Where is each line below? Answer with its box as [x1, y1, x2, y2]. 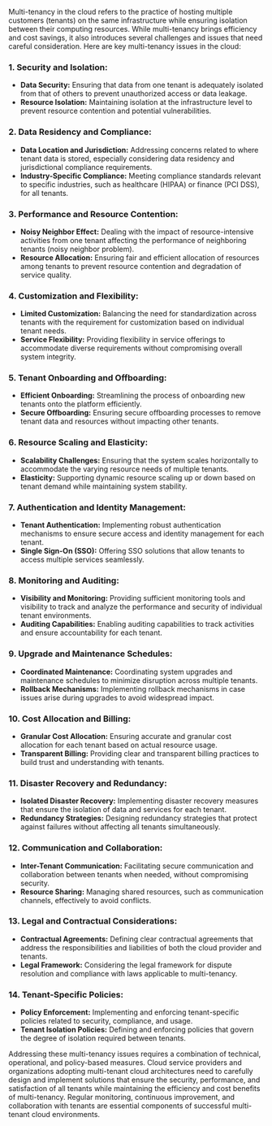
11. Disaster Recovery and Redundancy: [8, 777, 168, 789]
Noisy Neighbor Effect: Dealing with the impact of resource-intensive [19, 227, 254, 237]
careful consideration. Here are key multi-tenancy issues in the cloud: [8, 41, 241, 51]
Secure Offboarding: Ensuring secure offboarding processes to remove [19, 408, 261, 418]
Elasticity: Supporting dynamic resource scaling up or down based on [19, 472, 256, 482]
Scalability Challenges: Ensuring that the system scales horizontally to [19, 455, 258, 465]
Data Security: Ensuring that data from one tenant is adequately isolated [19, 80, 264, 90]
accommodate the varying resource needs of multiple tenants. [19, 463, 229, 474]
